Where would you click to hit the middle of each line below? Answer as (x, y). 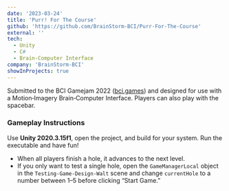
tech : (15, 39)
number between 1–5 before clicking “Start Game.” (89, 180)
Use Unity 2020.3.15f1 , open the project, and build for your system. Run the (115, 137)
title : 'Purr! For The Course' (52, 20)
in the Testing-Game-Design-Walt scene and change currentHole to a (114, 173)
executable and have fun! (43, 145)
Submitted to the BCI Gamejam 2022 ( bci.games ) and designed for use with (115, 91)
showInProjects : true (38, 71)
